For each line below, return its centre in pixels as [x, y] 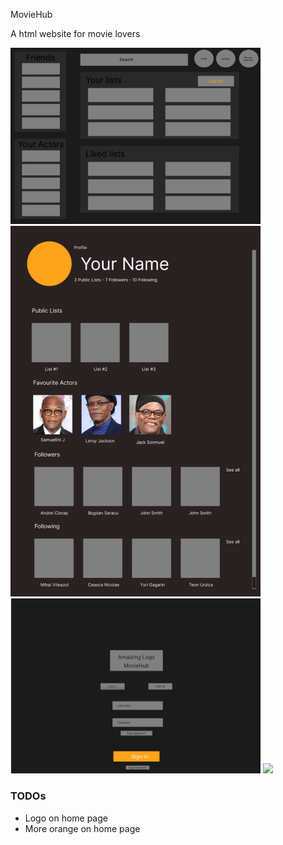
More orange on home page [82, 828]
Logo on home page [66, 818]
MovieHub [31, 14]
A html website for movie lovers [75, 33]
